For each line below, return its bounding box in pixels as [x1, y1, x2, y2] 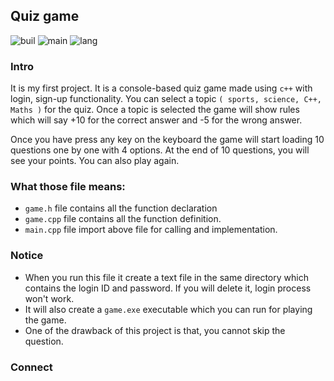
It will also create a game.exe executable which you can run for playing [24, 303, 313, 315]
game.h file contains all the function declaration [24, 202, 218, 214]
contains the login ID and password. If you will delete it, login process [24, 282, 312, 294]
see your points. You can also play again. [10, 155, 180, 167]
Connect [10, 360, 53, 374]
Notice [10, 249, 44, 263]
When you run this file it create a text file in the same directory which [24, 271, 309, 283]
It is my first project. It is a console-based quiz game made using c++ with [10, 82, 313, 94]
